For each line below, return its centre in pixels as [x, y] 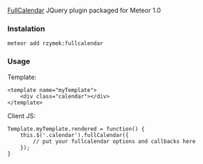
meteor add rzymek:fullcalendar [55, 43]
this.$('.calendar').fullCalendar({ [75, 135]
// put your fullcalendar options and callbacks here [114, 141]
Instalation [26, 29]
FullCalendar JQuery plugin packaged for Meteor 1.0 [84, 10]
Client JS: [21, 116]
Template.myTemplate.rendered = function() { [76, 129]
